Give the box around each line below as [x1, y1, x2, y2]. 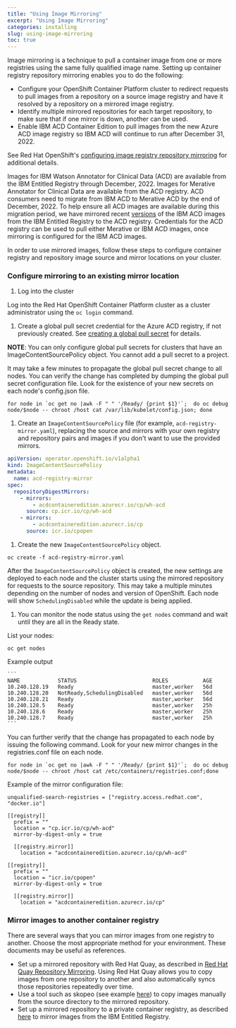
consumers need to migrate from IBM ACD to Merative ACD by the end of [7, 195, 221, 203]
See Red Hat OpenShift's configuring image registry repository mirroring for [7, 151, 228, 160]
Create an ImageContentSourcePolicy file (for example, [17, 419, 175, 427]
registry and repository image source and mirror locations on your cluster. [7, 254, 222, 262]
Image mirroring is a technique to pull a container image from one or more [7, 56, 222, 64]
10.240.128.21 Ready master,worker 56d [7, 695, 213, 703]
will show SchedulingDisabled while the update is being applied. [7, 596, 192, 605]
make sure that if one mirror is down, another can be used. [17, 114, 188, 124]
